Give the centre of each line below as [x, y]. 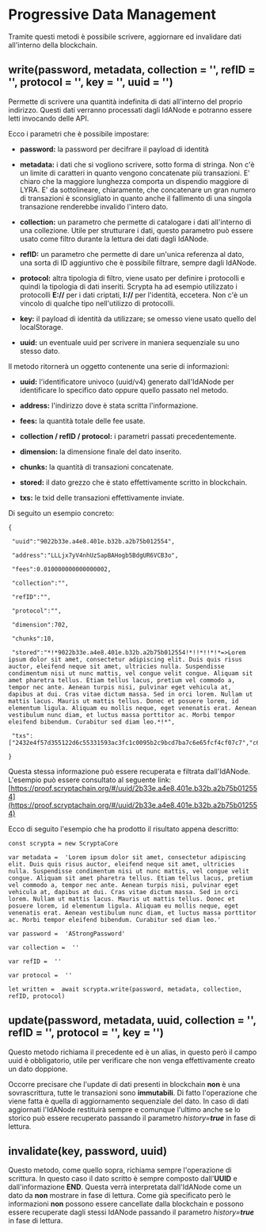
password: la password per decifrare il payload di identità [114, 149]
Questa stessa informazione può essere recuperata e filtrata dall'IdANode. [129, 771]
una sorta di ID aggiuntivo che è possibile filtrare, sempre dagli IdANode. [138, 263]
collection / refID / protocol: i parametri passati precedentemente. [128, 436]
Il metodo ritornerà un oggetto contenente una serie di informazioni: [119, 366]
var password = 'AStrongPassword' [67, 934]
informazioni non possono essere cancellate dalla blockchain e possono [126, 1204]
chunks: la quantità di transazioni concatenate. [97, 466]
